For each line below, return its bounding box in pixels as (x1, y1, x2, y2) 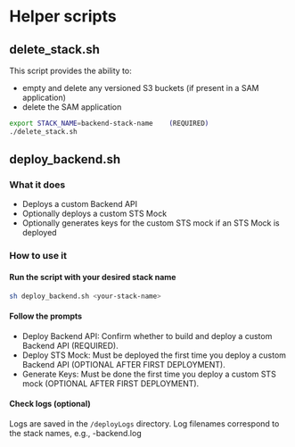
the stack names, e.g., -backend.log (9, 427, 142, 438)
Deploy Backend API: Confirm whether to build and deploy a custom (21, 330, 273, 341)
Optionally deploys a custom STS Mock (21, 208, 168, 219)
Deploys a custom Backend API (21, 199, 138, 210)
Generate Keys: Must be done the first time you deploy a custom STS (21, 368, 276, 379)
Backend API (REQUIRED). (21, 340, 119, 351)
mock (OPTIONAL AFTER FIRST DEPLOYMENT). (21, 377, 200, 389)
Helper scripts (9, 6, 118, 27)
